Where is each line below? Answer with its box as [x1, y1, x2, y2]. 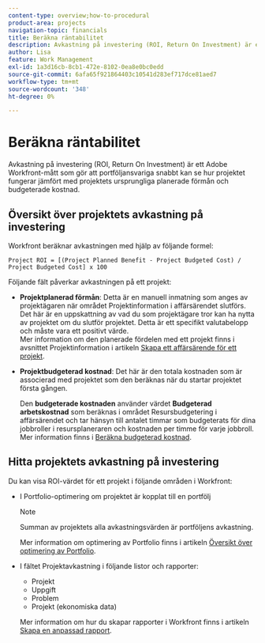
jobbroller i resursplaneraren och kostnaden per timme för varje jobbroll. [19, 424, 255, 433]
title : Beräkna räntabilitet [8, 33, 104, 42]
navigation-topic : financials [8, 26, 108, 34]
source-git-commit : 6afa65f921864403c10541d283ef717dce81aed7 [8, 70, 217, 78]
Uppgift [31, 584, 57, 594]
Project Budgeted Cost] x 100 [8, 263, 108, 271]
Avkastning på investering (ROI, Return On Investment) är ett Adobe [8, 160, 228, 169]
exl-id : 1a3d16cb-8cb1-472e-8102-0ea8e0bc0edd [8, 63, 164, 71]
